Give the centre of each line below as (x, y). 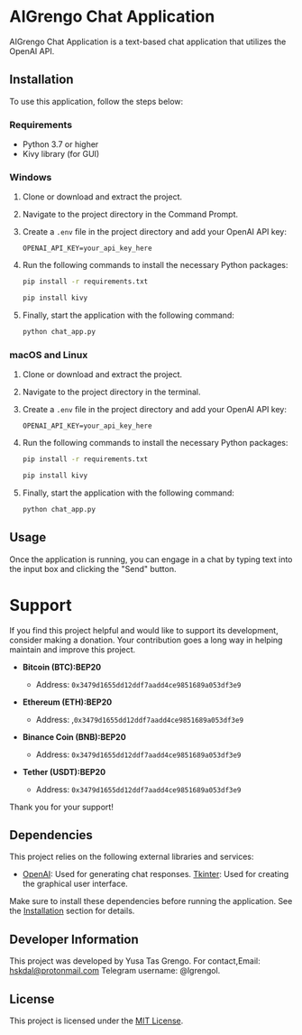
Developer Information (74, 939)
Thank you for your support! (62, 807)
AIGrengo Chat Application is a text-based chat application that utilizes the (148, 42)
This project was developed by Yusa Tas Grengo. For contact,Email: (135, 961)
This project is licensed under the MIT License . (96, 1021)
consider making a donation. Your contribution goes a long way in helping (146, 640)
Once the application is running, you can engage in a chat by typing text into (151, 559)
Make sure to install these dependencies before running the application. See (151, 901)
